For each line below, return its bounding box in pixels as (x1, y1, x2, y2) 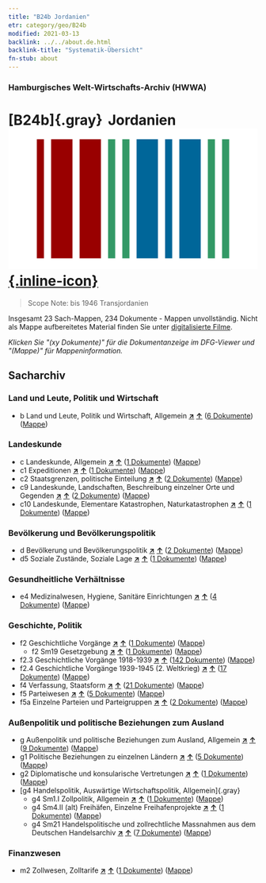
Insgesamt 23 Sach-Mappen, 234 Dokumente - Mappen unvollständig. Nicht (8, 314, 258, 323)
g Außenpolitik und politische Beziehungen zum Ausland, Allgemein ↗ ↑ (19, 735, 256, 745)
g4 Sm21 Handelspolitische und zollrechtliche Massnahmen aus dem (31, 819, 256, 829)
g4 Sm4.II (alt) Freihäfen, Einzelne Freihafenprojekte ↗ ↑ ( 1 (31, 803, 224, 812)
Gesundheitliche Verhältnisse (8, 574, 125, 585)
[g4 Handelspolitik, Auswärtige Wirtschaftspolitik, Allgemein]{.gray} (19, 786, 241, 796)
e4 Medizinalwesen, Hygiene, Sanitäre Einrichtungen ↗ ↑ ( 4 (19, 592, 218, 601)
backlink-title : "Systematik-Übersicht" (8, 46, 144, 55)
